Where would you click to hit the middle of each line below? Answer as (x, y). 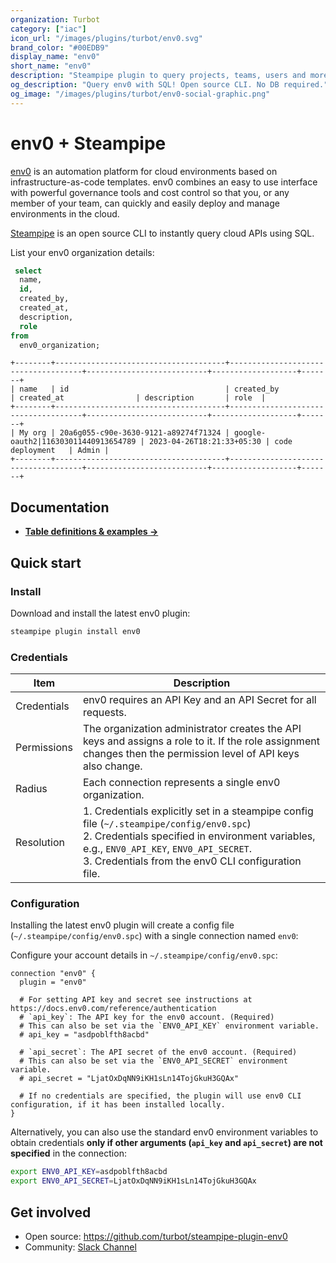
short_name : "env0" (51, 66)
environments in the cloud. (65, 213)
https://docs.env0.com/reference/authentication (113, 1009)
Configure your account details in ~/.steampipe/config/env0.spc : (144, 955)
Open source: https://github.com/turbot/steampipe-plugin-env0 (156, 1236)
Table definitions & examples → (91, 532)
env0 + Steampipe (88, 143)
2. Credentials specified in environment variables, (199, 836)
